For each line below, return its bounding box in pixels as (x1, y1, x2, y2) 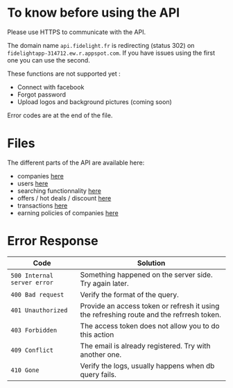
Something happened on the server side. (80, 269, 213, 279)
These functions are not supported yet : (7, 69, 121, 78)
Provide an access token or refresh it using (80, 301, 220, 310)
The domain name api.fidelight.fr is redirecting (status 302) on (7, 41, 195, 49)
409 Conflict (10, 346, 54, 354)
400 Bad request (10, 290, 64, 298)
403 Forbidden (10, 326, 58, 334)
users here (17, 179, 49, 187)
